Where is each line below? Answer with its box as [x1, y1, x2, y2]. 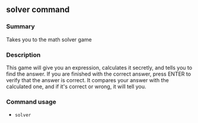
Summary [6, 22, 36, 31]
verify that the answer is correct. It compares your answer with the [6, 76, 169, 83]
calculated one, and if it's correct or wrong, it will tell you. [6, 83, 146, 90]
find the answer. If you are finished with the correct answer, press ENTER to [6, 70, 191, 77]
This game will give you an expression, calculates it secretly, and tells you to [6, 64, 193, 71]
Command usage [6, 98, 56, 106]
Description [6, 50, 41, 59]
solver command [6, 5, 70, 15]
